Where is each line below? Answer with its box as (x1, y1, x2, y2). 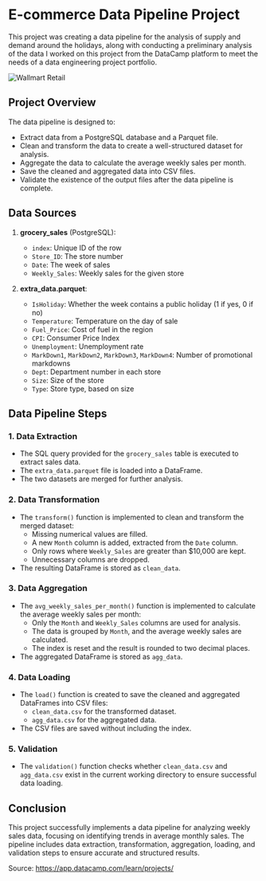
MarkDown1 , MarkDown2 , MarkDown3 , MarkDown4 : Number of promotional (31, 350, 253, 359)
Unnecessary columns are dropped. (31, 554, 150, 564)
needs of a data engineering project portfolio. (8, 57, 158, 67)
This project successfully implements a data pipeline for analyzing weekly (8, 823, 251, 832)
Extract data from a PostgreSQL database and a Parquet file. (19, 132, 219, 142)
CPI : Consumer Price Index (31, 333, 120, 343)
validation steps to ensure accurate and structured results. (8, 848, 201, 858)
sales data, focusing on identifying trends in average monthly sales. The (8, 831, 244, 841)
